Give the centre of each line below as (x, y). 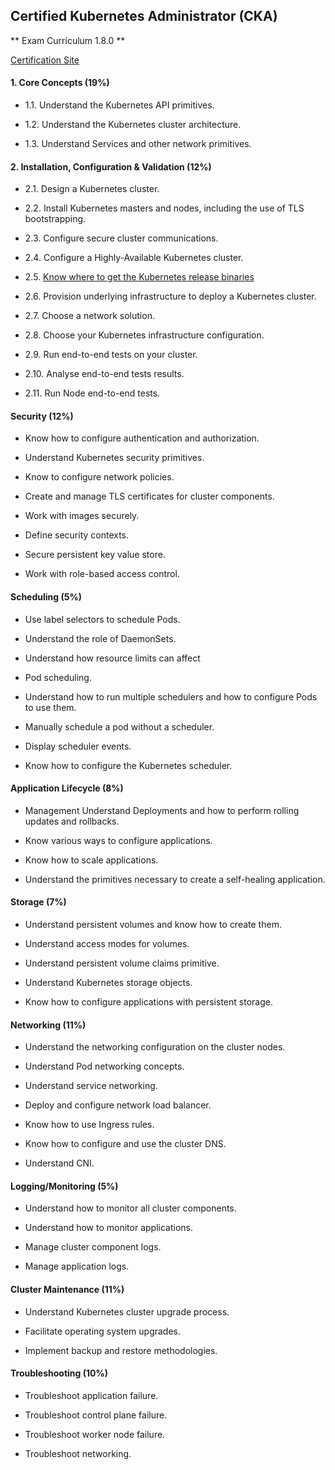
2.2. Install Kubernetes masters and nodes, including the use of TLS (164, 208)
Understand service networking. (91, 1086)
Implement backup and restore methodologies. (121, 1350)
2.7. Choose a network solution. (89, 316)
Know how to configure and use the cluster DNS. (125, 1144)
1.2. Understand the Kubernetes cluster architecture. (133, 125)
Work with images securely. (82, 516)
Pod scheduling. (58, 677)
